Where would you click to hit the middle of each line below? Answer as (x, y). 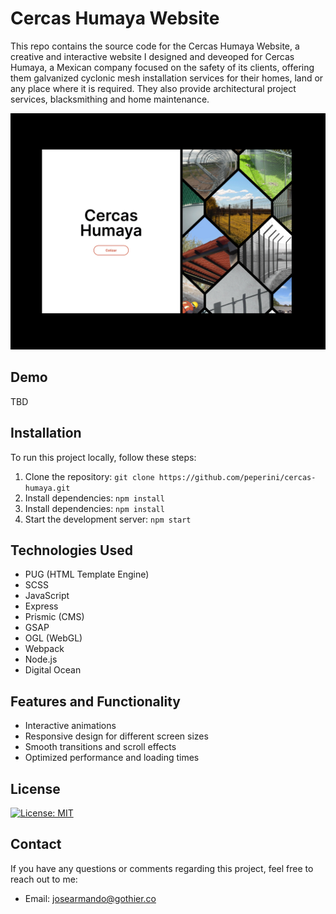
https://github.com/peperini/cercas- (237, 477)
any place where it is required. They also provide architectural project (153, 88)
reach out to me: (44, 879)
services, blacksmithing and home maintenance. (110, 99)
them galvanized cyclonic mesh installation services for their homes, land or (167, 78)
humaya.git (47, 488)
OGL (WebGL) (53, 638)
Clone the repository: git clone (89, 476)
